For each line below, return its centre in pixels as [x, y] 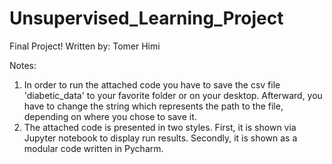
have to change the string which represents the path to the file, [153, 106]
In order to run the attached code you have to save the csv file [152, 84]
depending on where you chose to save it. [110, 116]
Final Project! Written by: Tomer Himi [85, 46]
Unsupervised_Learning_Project [146, 18]
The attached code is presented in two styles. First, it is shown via [160, 127]
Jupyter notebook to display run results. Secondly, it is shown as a [160, 138]
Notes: [23, 65]
